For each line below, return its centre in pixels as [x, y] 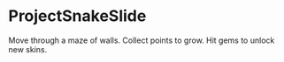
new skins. [28, 49]
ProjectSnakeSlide [77, 16]
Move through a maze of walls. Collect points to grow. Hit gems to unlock [142, 40]
